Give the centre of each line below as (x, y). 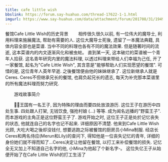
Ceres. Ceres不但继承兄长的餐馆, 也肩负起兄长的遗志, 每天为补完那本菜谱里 (82, 77)
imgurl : (13, 19)
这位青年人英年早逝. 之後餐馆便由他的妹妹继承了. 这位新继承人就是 (89, 71)
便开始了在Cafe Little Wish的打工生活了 (45, 155)
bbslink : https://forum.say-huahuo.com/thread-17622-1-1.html (71, 14)
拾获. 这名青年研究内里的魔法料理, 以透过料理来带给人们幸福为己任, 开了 (87, 59)
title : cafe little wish (31, 10)
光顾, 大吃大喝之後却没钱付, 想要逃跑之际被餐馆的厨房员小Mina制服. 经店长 (82, 130)
